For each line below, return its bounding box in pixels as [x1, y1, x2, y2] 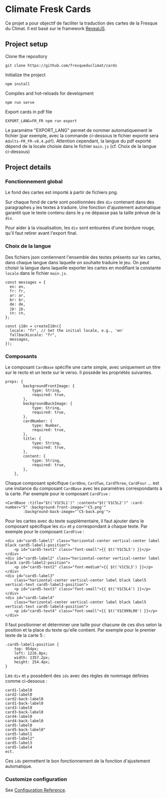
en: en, [9, 284, 26, 289]
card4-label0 [5, 714, 32, 719]
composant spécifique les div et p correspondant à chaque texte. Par [5, 523, 148, 529]
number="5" [5, 505, 28, 510]
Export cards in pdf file [5, 109, 52, 115]
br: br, [9, 297, 26, 302]
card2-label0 [5, 692, 32, 697]
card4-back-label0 [5, 718, 43, 724]
